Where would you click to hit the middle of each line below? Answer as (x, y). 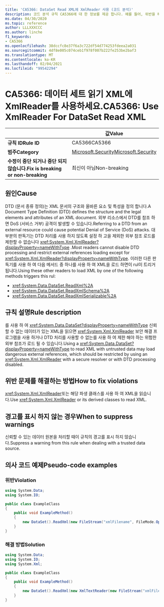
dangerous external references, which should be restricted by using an (76, 354)
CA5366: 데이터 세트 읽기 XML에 (69, 94)
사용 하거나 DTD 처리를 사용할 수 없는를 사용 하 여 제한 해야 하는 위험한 (89, 337)
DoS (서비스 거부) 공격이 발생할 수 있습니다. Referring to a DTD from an (79, 223)
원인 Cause (21, 193)
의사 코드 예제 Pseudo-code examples (61, 465)
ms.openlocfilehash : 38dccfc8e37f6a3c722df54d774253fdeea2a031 (71, 46)
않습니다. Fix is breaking (35, 168)
